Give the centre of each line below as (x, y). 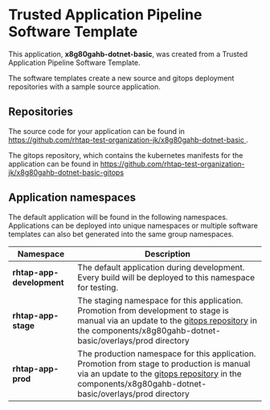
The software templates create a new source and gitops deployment (121, 78)
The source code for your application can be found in (96, 131)
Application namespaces (72, 198)
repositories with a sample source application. (84, 87)
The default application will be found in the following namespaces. (118, 217)
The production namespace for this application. (167, 353)
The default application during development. (161, 267)
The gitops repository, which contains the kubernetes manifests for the (126, 155)
